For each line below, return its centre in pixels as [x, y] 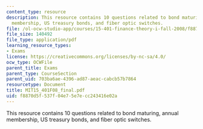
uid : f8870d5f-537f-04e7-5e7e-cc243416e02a [62, 96]
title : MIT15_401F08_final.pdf [46, 90]
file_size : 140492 [29, 34]
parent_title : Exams [32, 68]
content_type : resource [36, 12]
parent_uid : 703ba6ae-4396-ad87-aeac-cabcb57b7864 [71, 79]
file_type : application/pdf [42, 40]
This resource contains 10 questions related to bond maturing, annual [93, 113]
